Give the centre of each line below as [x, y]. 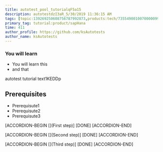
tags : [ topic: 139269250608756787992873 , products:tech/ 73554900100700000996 [83, 18]
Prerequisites [26, 94]
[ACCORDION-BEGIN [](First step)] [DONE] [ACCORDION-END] [68, 125]
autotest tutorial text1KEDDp [33, 79]
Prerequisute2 [26, 111]
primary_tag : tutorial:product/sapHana [45, 23]
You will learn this [30, 64]
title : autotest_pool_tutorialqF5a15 [43, 9]
